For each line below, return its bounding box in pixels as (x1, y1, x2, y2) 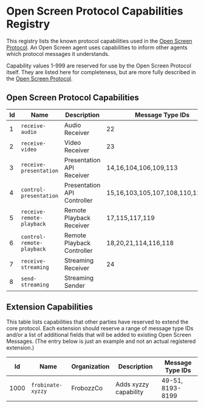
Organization (71, 362, 110, 370)
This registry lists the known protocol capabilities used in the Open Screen (6, 37, 192, 44)
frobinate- (31, 381, 63, 389)
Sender (64, 281, 85, 289)
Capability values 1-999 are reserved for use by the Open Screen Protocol (6, 62, 191, 69)
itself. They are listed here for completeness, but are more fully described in (6, 68, 196, 75)
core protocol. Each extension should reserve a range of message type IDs (6, 324, 194, 332)
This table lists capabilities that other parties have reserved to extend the (6, 318, 189, 325)
